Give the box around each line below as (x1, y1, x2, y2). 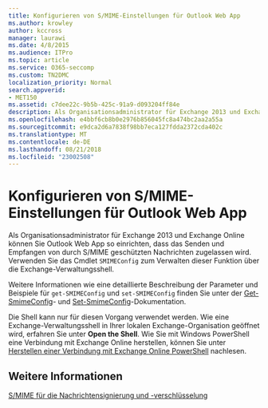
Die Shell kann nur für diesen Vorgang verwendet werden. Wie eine (8, 312, 230, 322)
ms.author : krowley (8, 19, 73, 27)
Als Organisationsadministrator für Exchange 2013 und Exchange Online (8, 231, 245, 240)
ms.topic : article (8, 57, 69, 65)
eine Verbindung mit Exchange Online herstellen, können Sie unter (8, 338, 227, 347)
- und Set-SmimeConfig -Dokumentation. (53, 297, 187, 307)
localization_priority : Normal (8, 78, 112, 86)
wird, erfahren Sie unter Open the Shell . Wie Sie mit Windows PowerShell (8, 329, 250, 339)
